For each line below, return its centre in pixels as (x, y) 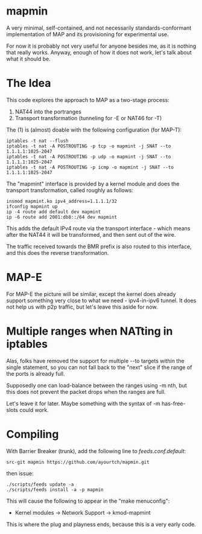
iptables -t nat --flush (37, 141)
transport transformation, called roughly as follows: (70, 190)
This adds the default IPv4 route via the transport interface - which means (98, 228)
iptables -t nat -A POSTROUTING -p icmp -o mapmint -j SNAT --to (90, 167)
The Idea (29, 83)
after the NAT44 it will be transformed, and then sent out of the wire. (91, 234)
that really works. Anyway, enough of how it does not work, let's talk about (99, 52)
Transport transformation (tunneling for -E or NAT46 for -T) (88, 118)
